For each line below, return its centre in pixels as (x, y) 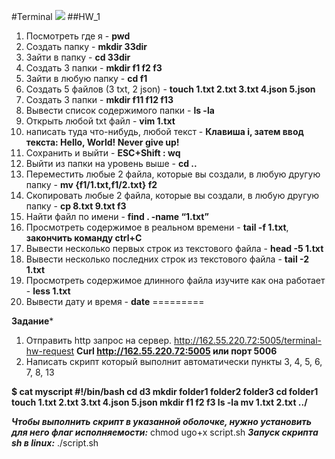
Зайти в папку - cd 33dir (78, 57)
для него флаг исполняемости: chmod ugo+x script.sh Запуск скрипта (165, 432)
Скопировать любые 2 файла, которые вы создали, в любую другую (172, 195)
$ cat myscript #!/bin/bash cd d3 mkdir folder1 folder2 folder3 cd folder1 (165, 391)
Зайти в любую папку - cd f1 (86, 78)
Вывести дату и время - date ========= (115, 301)
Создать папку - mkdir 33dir (86, 46)
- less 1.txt (48, 291)
